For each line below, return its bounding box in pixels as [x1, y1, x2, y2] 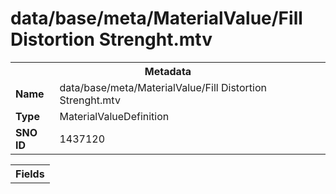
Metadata [144, 64, 192, 78]
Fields [15, 167, 45, 181]
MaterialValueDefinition [59, 109, 170, 123]
